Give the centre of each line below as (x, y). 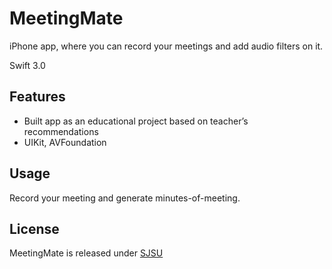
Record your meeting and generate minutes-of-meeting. (125, 198)
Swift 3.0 (27, 65)
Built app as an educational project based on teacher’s (136, 121)
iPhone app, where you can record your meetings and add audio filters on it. (166, 46)
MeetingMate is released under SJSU (86, 253)
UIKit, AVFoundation (65, 142)
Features (37, 97)
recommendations (61, 131)
